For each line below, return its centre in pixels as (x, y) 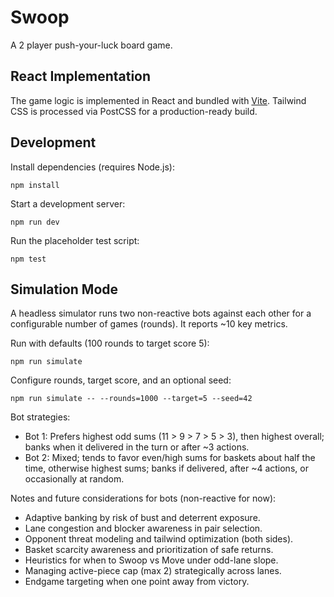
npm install (35, 185)
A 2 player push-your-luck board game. (91, 45)
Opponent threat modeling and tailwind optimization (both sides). (159, 539)
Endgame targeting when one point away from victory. (137, 582)
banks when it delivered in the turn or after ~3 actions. (137, 447)
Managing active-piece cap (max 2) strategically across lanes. (153, 571)
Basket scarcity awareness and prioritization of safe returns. (149, 550)
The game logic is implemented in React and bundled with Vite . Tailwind (158, 100)
